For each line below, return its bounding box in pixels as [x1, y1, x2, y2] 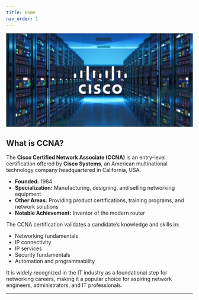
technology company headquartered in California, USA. [6, 167, 142, 174]
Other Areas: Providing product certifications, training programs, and [14, 197, 184, 204]
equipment [14, 190, 41, 198]
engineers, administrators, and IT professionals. [6, 282, 123, 289]
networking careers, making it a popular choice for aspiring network [6, 276, 172, 283]
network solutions [14, 203, 59, 210]
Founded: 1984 [14, 178, 53, 185]
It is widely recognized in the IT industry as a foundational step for [6, 269, 168, 276]
